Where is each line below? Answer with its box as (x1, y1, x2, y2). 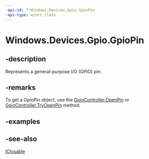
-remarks (5, 83, 36, 92)
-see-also (5, 134, 37, 144)
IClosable (5, 148, 26, 154)
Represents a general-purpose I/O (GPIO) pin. (5, 68, 102, 74)
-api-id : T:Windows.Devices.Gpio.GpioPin (5, 7, 95, 13)
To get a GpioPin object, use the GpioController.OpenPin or (5, 97, 130, 103)
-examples (5, 117, 40, 126)
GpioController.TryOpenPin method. (5, 102, 81, 108)
